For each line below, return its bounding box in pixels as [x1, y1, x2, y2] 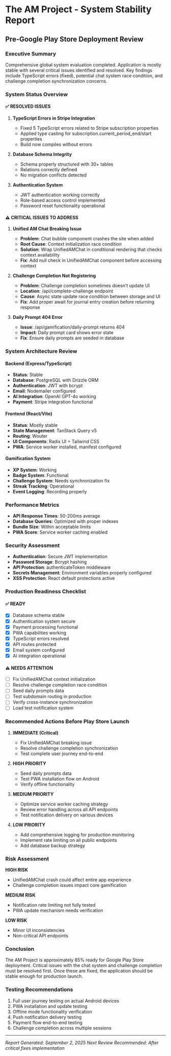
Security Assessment [5, 542, 60, 549]
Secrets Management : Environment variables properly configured [12, 570, 152, 576]
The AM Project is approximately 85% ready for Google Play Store [5, 957, 144, 963]
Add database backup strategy [20, 842, 85, 848]
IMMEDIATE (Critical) [12, 729, 59, 736]
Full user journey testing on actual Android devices [12, 998, 120, 1004]
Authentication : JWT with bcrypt [12, 382, 83, 389]
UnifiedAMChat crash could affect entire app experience [12, 877, 131, 883]
